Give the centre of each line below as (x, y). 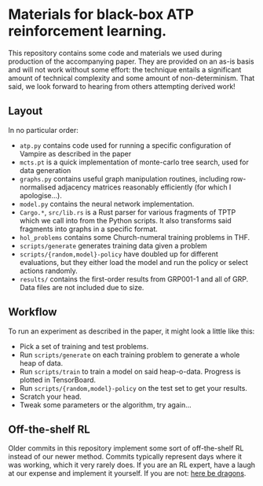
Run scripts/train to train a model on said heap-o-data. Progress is (130, 371)
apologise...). (41, 195)
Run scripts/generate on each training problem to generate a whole (130, 355)
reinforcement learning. (88, 31)
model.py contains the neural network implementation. (107, 204)
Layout (26, 111)
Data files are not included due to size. (82, 287)
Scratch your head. (51, 396)
